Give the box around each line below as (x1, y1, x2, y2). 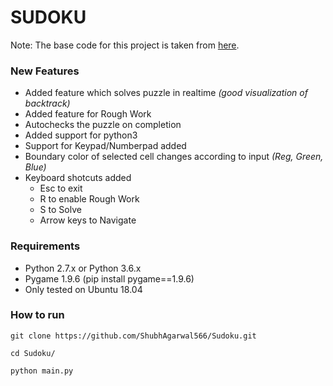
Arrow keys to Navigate (39, 214, 137, 226)
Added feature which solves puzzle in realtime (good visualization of (24, 87, 308, 99)
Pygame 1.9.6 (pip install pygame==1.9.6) (24, 272, 195, 285)
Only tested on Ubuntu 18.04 (24, 283, 143, 295)
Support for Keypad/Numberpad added (24, 140, 187, 152)
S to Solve (39, 204, 82, 216)
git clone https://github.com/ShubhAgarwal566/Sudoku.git (10, 331, 257, 341)
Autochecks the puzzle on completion (24, 119, 182, 131)
